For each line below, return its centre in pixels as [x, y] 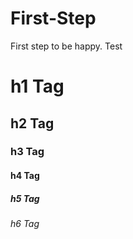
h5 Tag [25, 198]
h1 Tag [37, 86]
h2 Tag [32, 123]
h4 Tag [25, 176]
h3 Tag [27, 152]
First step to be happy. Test [66, 46]
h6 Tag [25, 223]
